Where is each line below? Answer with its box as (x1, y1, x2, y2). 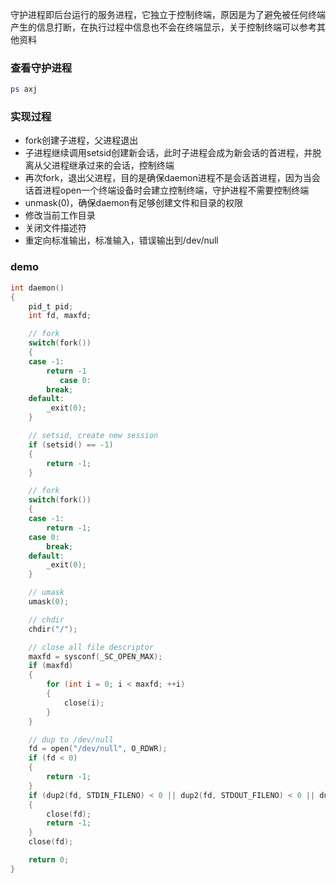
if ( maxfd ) (28, 661, 74, 671)
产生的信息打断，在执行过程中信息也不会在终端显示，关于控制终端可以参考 (10, 21, 317, 33)
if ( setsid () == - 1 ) (28, 439, 114, 450)
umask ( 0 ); (28, 597, 70, 607)
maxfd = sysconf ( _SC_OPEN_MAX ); (28, 651, 163, 662)
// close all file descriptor (28, 642, 155, 652)
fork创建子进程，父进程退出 (24, 134, 139, 147)
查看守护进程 (10, 61, 73, 75)
